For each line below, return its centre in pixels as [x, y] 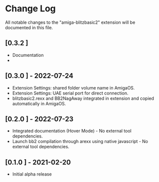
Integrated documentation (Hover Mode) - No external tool [72, 131]
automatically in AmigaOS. [39, 103]
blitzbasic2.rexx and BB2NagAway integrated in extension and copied [83, 98]
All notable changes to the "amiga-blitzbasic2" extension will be [70, 22]
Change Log [30, 9]
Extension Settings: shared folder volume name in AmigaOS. [73, 88]
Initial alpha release [32, 174]
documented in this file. [29, 27]
